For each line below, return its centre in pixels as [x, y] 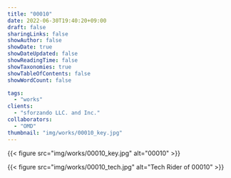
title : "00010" [30, 14]
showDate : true [30, 47]
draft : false [27, 27]
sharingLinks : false [38, 34]
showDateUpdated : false [43, 54]
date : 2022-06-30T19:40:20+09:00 [57, 21]
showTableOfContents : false [49, 73]
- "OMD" [25, 126]
